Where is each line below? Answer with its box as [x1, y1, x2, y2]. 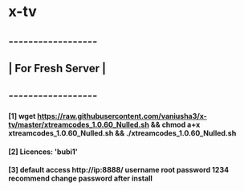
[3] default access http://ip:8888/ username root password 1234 [8, 165, 230, 175]
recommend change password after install [8, 173, 152, 183]
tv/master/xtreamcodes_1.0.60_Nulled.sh [8, 120, 150, 129]
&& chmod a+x [150, 120, 201, 129]
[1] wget [8, 111, 36, 120]
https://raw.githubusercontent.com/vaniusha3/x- [37, 111, 207, 120]
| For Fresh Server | [8, 61, 107, 75]
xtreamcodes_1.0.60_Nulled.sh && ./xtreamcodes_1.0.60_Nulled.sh [8, 128, 237, 138]
